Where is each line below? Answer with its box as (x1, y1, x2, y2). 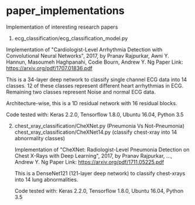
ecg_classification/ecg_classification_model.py (14, 34, 128, 41)
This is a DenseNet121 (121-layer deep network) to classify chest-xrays (14, 169, 186, 176)
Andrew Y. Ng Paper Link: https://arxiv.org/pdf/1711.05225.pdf (14, 158, 165, 165)
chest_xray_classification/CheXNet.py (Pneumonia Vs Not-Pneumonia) (14, 122, 185, 129)
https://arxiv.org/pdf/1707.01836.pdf (6, 64, 93, 71)
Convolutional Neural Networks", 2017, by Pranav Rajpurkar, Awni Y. (6, 52, 170, 59)
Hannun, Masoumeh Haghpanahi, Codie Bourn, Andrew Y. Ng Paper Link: (6, 58, 183, 65)
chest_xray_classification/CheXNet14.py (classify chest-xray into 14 (14, 128, 177, 135)
